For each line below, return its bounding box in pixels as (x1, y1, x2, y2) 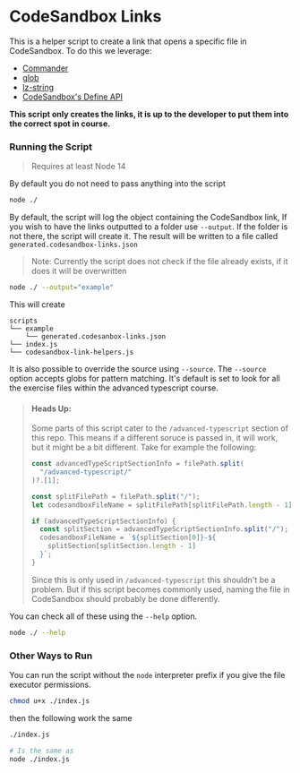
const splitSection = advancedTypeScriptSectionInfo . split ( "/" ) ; (39, 525, 289, 534)
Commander (21, 63, 69, 73)
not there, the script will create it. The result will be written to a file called (9, 231, 279, 242)
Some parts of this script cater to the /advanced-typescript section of (30, 423, 289, 434)
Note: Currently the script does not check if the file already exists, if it (30, 256, 288, 267)
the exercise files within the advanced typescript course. (9, 382, 219, 393)
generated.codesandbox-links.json (9, 240, 139, 250)
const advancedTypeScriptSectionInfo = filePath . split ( (30, 460, 244, 468)
